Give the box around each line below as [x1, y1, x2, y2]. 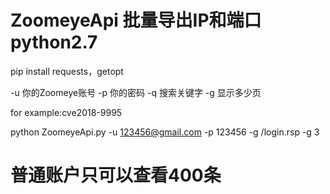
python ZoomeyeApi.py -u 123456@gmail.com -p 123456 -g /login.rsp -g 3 [10, 126, 320, 138]
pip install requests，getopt [10, 65, 124, 77]
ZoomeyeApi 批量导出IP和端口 [10, 9, 262, 32]
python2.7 [10, 31, 98, 54]
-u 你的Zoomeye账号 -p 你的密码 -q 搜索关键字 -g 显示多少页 [10, 86, 262, 98]
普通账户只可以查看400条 [10, 164, 222, 187]
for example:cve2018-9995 [10, 106, 123, 118]
